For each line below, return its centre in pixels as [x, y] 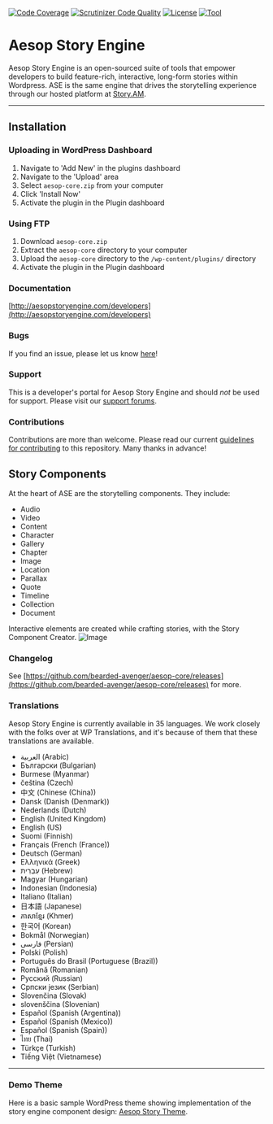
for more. [226, 685]
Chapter [34, 552]
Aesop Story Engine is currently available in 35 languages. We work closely [134, 723]
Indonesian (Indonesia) [58, 887]
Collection [37, 604]
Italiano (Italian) [46, 896]
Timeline [35, 595]
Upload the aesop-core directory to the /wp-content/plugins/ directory [138, 258]
